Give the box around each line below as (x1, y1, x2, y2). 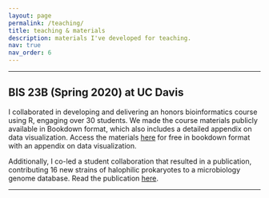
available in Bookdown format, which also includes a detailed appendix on (8, 124, 252, 133)
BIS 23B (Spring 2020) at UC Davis (8, 85, 184, 100)
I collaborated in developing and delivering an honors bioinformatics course (8, 107, 258, 117)
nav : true (8, 42, 42, 49)
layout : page (8, 11, 52, 20)
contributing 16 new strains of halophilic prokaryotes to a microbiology (8, 164, 241, 174)
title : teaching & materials (8, 26, 106, 34)
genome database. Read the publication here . (8, 173, 159, 183)
